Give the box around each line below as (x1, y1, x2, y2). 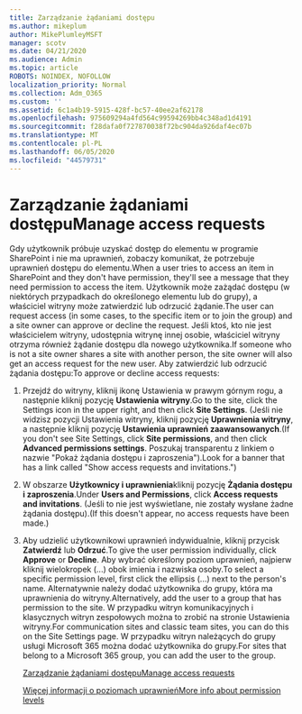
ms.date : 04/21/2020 (9, 47, 87, 56)
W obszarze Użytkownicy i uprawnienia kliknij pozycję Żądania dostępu (22, 480, 293, 490)
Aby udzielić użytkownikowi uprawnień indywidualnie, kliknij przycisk (22, 535, 280, 546)
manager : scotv (9, 38, 67, 48)
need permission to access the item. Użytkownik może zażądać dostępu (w (9, 281, 290, 293)
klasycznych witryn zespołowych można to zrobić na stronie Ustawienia (22, 612, 290, 623)
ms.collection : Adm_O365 (9, 88, 103, 97)
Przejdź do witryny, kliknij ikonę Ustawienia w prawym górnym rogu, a (22, 385, 284, 397)
